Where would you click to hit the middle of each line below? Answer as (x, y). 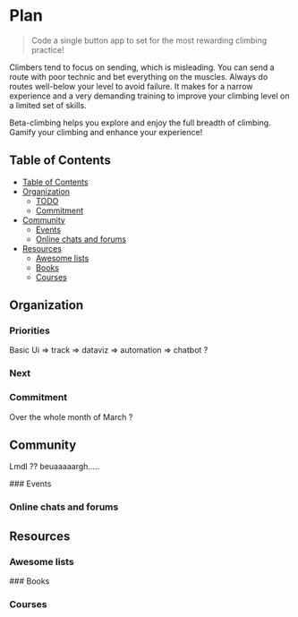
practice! (47, 49)
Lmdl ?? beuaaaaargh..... (55, 467)
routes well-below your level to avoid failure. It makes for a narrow (131, 86)
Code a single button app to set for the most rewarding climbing (149, 40)
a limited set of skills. (48, 105)
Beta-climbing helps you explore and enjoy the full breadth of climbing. (140, 123)
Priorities (30, 330)
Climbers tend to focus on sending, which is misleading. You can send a (142, 67)
